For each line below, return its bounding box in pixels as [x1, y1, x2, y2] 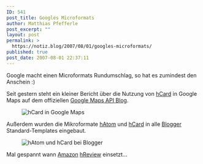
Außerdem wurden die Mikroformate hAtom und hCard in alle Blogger [6, 120, 182, 128]
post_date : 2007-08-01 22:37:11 [6, 55, 89, 61]
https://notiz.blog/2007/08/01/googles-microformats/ [12, 44, 152, 50]
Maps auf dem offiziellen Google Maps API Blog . [6, 96, 129, 104]
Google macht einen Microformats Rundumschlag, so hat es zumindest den [6, 71, 197, 79]
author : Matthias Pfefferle [6, 20, 79, 26]
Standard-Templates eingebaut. [6, 127, 86, 134]
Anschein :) [6, 78, 36, 85]
